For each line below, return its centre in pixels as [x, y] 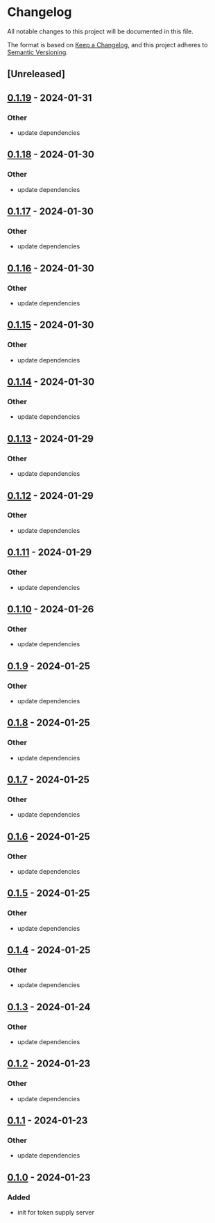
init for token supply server [56, 1213]
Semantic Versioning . [37, 52]
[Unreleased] [36, 74]
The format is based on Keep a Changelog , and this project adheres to [108, 45]
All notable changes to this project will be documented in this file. [101, 31]
